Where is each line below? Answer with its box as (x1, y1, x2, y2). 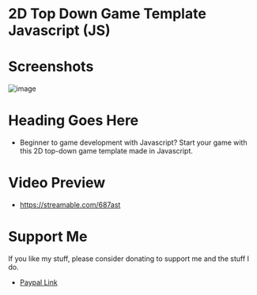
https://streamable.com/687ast (19, 200, 121, 210)
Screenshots (8, 58, 94, 76)
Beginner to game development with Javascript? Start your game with (19, 138, 248, 147)
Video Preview (8, 174, 106, 192)
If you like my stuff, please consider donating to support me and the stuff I (8, 254, 250, 263)
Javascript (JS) (8, 21, 111, 40)
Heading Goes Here (8, 112, 139, 130)
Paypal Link (19, 278, 58, 287)
